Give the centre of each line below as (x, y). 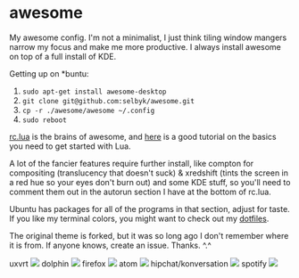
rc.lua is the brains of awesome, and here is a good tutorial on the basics (143, 136)
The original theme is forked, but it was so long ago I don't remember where (149, 235)
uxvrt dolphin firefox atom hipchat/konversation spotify (138, 263)
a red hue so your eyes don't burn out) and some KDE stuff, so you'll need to (150, 182)
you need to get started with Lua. (70, 146)
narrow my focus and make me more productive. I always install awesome (145, 46)
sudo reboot (44, 120)
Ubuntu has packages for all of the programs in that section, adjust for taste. (149, 208)
